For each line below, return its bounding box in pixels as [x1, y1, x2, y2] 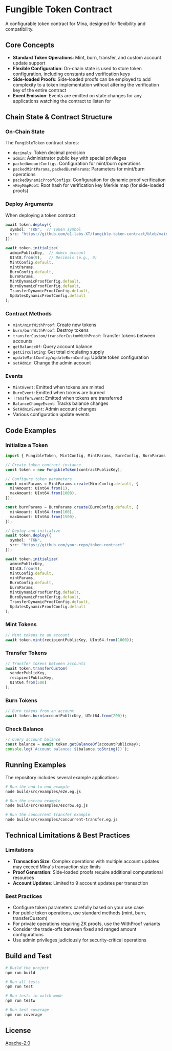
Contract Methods [5, 310, 52, 317]
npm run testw [5, 998, 36, 1003]
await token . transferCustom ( [5, 666, 68, 671]
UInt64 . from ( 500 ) [10, 680, 47, 685]
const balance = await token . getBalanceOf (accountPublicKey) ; [5, 742, 141, 747]
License [5, 1026, 31, 1035]
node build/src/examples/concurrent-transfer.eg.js [5, 817, 118, 822]
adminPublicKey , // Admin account [10, 250, 86, 255]
